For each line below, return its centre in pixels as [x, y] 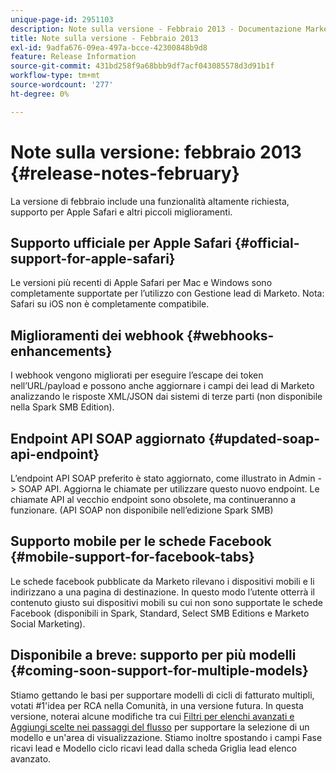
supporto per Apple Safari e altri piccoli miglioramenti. [121, 212]
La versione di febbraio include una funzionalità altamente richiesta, [150, 201]
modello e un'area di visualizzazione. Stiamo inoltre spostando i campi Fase [166, 737]
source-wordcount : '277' [62, 85]
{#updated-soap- [264, 438]
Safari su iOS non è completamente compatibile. [110, 304]
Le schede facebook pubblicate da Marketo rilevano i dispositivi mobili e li [162, 581]
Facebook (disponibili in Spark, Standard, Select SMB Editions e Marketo [160, 613]
